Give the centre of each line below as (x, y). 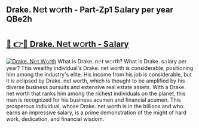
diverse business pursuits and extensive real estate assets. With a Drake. (96, 87)
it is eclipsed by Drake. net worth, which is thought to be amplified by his (96, 81)
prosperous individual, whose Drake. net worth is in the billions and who (95, 106)
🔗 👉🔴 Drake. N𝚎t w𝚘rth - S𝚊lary (68, 44)
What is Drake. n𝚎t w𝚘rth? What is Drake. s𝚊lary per (122, 61)
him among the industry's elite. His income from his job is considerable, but (99, 74)
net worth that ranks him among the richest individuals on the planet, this (96, 93)
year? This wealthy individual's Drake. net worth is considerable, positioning (100, 68)
